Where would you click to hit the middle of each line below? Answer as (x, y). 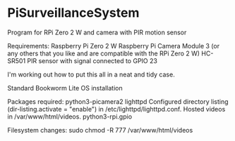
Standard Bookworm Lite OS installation (65, 88)
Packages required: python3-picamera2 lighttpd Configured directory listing (118, 101)
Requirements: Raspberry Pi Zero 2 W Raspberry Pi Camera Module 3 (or (114, 46)
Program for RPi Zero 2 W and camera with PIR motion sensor (97, 32)
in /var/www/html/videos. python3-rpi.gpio (70, 116)
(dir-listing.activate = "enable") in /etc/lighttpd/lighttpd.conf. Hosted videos (116, 109)
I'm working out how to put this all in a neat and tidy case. (91, 74)
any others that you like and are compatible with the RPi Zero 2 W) (103, 53)
